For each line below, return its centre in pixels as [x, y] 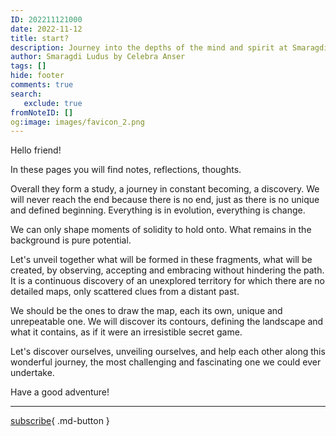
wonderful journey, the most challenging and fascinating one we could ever [166, 362]
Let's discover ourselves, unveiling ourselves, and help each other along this [168, 352]
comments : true [42, 85]
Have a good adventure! [60, 392]
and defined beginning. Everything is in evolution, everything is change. [158, 210]
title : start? [40, 38]
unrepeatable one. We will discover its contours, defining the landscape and [167, 322]
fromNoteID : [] [42, 112]
